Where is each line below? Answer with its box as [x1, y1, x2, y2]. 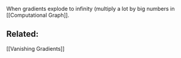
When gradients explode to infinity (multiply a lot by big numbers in [6, 5, 175, 12]
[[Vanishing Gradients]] [6, 45, 65, 52]
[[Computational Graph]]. [6, 11, 69, 19]
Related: [6, 29, 39, 39]
